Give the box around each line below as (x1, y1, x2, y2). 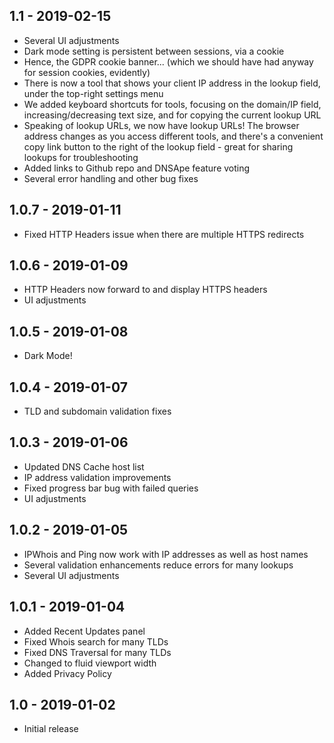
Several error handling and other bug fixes (23, 172, 199, 184)
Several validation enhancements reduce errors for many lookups (23, 559, 294, 571)
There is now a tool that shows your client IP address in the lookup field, (23, 77, 321, 89)
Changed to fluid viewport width (23, 657, 157, 669)
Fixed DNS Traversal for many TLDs (23, 646, 172, 658)
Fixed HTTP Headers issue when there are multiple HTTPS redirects (23, 228, 305, 240)
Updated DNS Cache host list (23, 460, 145, 473)
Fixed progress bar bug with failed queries (23, 482, 199, 494)
